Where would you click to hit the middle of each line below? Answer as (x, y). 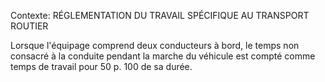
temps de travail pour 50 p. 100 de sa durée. (101, 66)
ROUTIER (29, 26)
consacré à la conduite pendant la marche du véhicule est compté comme (163, 56)
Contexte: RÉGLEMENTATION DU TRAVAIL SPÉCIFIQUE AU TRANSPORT (160, 15)
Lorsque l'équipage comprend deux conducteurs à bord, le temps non (155, 45)
